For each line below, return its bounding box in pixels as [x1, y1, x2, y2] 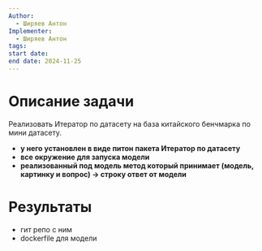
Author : [8, 11, 35, 20]
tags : [8, 42, 27, 50]
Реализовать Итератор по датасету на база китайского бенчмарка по [8, 119, 251, 128]
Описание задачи [8, 93, 135, 110]
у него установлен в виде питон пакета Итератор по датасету [19, 143, 241, 153]
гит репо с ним [19, 224, 73, 234]
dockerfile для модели [19, 233, 97, 243]
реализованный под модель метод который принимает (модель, [19, 160, 254, 171]
